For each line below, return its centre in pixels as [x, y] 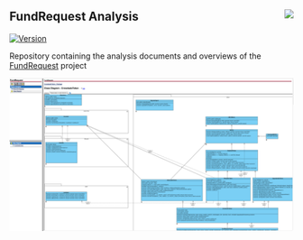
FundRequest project [48, 65]
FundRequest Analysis [74, 17]
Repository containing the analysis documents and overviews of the [135, 56]
